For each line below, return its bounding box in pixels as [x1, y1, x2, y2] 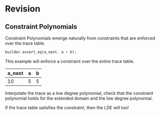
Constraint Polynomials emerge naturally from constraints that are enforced [5, 35, 156, 41]
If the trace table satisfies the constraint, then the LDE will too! [5, 104, 129, 110]
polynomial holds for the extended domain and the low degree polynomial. [5, 95, 153, 101]
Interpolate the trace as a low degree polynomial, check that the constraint [5, 90, 154, 96]
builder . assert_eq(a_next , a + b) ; [5, 50, 77, 54]
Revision [5, 3, 41, 14]
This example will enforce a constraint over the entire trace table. [5, 58, 134, 64]
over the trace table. [5, 40, 45, 46]
